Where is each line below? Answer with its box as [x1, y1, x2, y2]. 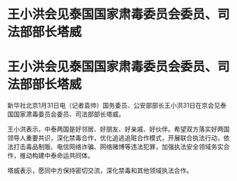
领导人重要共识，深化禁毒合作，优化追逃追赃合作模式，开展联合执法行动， [7, 134, 224, 142]
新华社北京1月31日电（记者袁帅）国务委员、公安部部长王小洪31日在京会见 [7, 101, 221, 110]
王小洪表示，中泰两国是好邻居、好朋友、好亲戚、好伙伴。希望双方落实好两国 [7, 125, 230, 134]
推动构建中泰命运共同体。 [19, 151, 94, 160]
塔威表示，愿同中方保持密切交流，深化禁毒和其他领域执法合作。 [7, 166, 193, 175]
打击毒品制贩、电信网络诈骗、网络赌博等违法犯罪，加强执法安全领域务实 [13, 142, 224, 151]
